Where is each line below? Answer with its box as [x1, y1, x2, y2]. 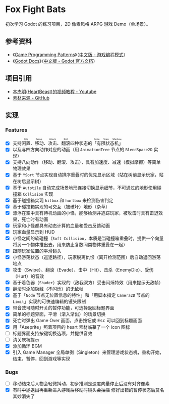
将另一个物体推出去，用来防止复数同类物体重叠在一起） [12, 241, 128, 247]
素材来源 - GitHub [12, 95, 49, 101]
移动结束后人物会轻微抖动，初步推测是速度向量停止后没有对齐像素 [12, 381, 150, 387]
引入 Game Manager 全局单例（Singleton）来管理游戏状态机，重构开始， [12, 349, 164, 355]
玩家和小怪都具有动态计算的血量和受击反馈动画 [12, 222, 110, 229]
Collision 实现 [22, 191, 54, 197]
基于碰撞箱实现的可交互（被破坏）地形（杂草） [12, 203, 110, 209]
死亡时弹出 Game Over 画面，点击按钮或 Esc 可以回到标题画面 [12, 318, 142, 324]
